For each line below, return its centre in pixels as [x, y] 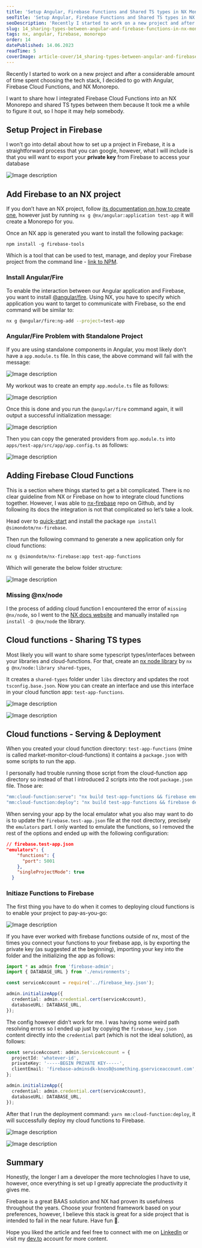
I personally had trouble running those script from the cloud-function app [97, 773]
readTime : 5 [21, 51]
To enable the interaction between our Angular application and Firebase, [96, 290]
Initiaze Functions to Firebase [50, 893]
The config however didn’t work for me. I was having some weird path [93, 1022]
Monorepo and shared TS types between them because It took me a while [98, 105]
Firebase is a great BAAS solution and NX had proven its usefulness [90, 1202]
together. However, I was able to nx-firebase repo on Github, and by [90, 503]
